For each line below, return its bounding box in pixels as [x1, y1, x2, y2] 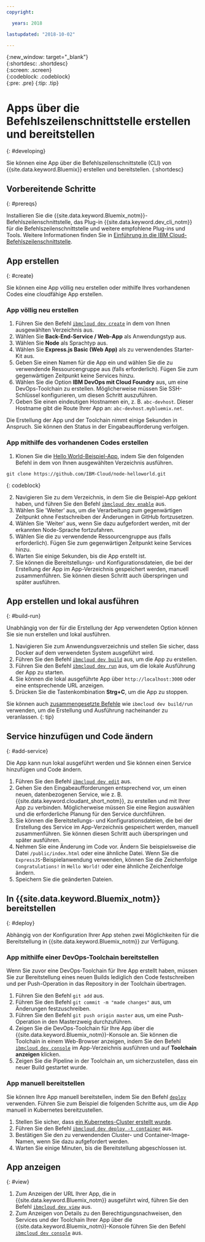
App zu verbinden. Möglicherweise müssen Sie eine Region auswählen [15, 804, 195, 811]
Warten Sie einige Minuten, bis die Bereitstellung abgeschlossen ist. [15, 1144, 187, 1152]
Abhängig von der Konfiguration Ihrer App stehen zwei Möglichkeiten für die [6, 931, 199, 939]
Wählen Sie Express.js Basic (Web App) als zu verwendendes [15, 346, 173, 353]
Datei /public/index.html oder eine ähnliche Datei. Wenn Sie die [15, 849, 179, 857]
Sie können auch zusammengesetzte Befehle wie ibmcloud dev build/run [6, 700, 193, 708]
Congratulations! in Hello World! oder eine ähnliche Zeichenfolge [15, 862, 183, 870]
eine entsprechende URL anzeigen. [15, 682, 104, 689]
